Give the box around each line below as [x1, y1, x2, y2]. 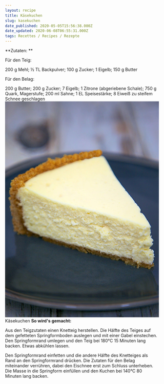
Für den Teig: [5, 57, 32, 63]
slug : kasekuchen [5, 18, 41, 23]
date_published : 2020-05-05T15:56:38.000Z [5, 23, 93, 28]
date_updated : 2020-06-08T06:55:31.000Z [5, 28, 89, 34]
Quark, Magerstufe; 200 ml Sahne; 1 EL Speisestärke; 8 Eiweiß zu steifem [5, 91, 153, 96]
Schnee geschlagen [5, 96, 45, 102]
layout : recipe [5, 8, 36, 13]
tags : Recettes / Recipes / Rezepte [5, 34, 80, 39]
